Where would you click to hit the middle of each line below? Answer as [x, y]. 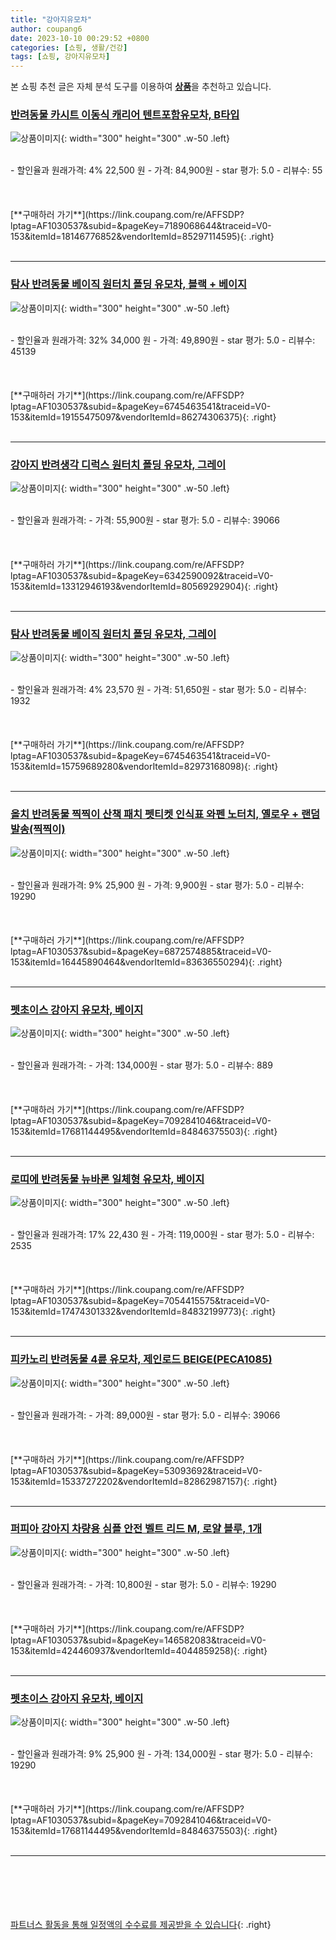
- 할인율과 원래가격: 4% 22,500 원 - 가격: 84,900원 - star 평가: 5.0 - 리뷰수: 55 [166, 170]
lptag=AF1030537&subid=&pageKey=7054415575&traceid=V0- [140, 1301]
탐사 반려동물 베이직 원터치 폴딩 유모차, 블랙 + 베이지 [129, 284]
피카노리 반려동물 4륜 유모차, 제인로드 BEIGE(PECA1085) [141, 1359]
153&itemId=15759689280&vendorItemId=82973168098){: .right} [144, 767]
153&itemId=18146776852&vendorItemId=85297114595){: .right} [142, 237]
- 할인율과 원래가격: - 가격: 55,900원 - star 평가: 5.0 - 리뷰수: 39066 [145, 520]
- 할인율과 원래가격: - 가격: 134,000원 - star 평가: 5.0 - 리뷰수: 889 [141, 1065]
